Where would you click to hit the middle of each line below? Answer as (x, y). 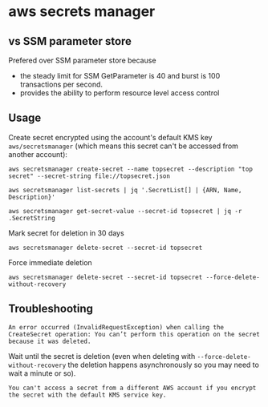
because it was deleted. (50, 341)
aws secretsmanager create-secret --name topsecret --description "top (130, 169)
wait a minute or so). (42, 373)
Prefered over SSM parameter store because (82, 60)
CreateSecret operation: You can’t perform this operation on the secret (134, 334)
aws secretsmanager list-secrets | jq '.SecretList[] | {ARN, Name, (125, 190)
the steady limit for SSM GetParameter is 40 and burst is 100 (120, 76)
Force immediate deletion (50, 262)
